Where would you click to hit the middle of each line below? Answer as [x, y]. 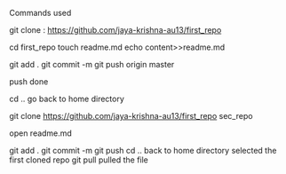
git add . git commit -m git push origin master [92, 64]
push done [29, 82]
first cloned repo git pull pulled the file [79, 160]
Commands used [40, 13]
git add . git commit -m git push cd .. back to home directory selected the [143, 150]
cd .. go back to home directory [67, 99]
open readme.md [41, 133]
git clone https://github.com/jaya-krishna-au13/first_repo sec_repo [131, 116]
